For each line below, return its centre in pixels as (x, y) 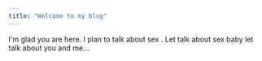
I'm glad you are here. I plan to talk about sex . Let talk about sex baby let (131, 39)
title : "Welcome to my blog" (58, 16)
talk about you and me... (49, 48)
